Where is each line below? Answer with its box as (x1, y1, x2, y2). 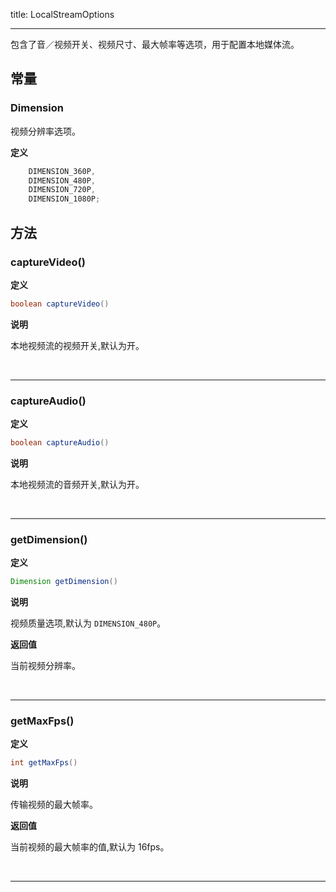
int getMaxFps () (10, 758, 78, 768)
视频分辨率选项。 (10, 125, 81, 137)
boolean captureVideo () (10, 299, 110, 309)
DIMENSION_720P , (28, 185, 97, 195)
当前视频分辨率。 (10, 660, 81, 672)
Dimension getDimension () (10, 577, 118, 587)
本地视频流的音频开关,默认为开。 (10, 478, 145, 490)
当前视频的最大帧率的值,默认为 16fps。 (10, 841, 170, 853)
